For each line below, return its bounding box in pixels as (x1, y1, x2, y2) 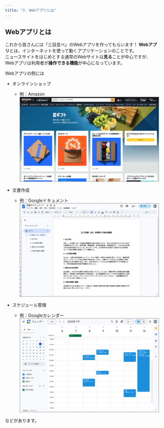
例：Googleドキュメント (19, 198, 68, 203)
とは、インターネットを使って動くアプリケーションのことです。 (9, 48, 137, 54)
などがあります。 (5, 418, 39, 424)
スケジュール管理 (12, 302, 46, 308)
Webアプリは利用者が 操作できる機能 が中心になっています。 (5, 60, 125, 66)
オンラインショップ (12, 81, 51, 87)
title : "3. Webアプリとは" (5, 8, 56, 13)
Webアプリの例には (5, 70, 44, 76)
